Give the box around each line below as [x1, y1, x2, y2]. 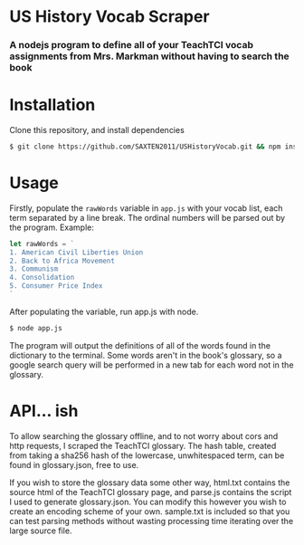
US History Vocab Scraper [9, 6, 210, 27]
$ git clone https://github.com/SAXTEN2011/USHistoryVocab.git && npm [9, 142, 281, 151]
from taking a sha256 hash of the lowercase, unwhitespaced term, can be [9, 450, 285, 461]
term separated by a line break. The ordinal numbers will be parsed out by [9, 212, 286, 223]
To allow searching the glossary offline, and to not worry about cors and [9, 430, 279, 441]
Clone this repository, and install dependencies [9, 125, 185, 136]
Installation [9, 95, 96, 115]
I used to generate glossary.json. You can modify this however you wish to [9, 496, 287, 507]
